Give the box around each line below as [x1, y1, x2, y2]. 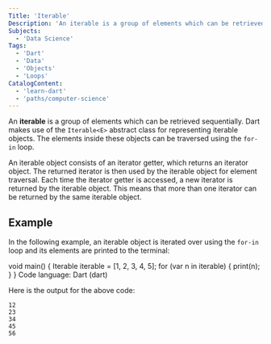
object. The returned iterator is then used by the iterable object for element [8, 166, 258, 176]
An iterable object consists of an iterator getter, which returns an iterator [8, 158, 248, 168]
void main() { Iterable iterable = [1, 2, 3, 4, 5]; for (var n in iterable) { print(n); [8, 262, 261, 271]
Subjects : [8, 27, 42, 35]
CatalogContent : [8, 79, 63, 87]
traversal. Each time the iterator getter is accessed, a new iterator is [8, 175, 233, 185]
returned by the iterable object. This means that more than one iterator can [8, 183, 257, 194]
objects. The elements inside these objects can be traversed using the [8, 134, 242, 144]
